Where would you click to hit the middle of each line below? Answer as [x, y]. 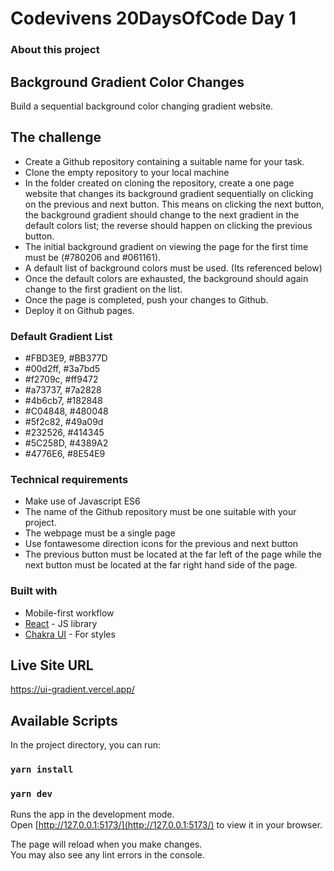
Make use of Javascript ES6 [82, 501]
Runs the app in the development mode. [92, 814]
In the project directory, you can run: [85, 745]
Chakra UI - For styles [70, 634]
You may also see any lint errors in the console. [107, 855]
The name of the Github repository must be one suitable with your [160, 512]
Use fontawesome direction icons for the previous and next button [161, 544]
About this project [55, 50]
